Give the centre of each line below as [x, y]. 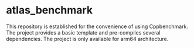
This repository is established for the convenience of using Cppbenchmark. [97, 26]
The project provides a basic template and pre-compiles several [83, 32]
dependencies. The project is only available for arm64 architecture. [87, 39]
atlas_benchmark [49, 10]
